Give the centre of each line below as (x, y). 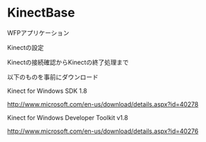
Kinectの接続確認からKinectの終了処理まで (68, 62)
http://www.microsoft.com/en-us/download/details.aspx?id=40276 (103, 131)
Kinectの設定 (26, 47)
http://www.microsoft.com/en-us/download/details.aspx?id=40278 (103, 104)
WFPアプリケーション (38, 33)
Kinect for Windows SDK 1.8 (47, 91)
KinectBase (41, 13)
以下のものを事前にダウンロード (53, 77)
